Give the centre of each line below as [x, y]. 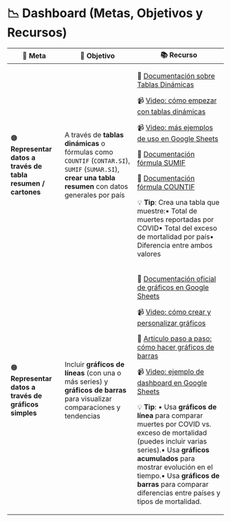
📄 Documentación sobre [176, 76]
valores [149, 254]
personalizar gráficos [172, 323]
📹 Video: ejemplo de [170, 371]
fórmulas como [89, 152]
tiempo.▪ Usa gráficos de [178, 475]
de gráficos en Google [173, 287]
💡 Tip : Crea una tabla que [178, 202]
